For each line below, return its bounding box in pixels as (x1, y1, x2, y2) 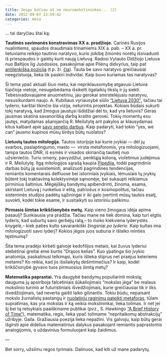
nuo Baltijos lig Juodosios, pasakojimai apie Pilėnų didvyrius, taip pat (5, 61, 147, 67)
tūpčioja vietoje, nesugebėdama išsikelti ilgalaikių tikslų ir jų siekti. (5, 87, 141, 93)
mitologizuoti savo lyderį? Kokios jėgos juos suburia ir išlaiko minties (5, 228, 146, 234)
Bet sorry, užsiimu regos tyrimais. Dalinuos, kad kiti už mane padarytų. (5, 347, 151, 353)
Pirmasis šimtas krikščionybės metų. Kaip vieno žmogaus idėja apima (5, 207, 151, 213)
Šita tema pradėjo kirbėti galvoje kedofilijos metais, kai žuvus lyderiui (5, 243, 147, 249)
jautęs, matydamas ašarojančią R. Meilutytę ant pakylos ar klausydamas (5, 118, 153, 125)
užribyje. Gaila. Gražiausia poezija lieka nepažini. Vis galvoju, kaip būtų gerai (5, 317, 162, 323)
